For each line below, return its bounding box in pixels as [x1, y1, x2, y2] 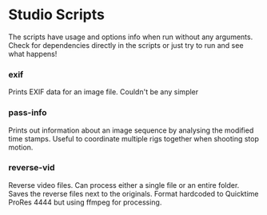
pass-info [8, 107, 47, 118]
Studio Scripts [8, 6, 106, 24]
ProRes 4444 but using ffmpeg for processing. [8, 197, 162, 207]
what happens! [8, 49, 58, 58]
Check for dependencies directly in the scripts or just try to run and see [8, 40, 244, 50]
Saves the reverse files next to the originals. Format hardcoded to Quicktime [8, 189, 259, 198]
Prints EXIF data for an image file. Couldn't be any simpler [8, 87, 199, 97]
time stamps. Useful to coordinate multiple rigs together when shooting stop [8, 133, 260, 143]
